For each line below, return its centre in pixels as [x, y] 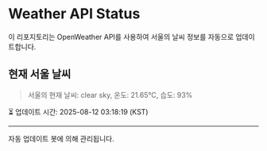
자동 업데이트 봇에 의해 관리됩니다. [61, 138]
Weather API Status [74, 14]
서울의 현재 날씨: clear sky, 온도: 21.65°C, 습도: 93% [110, 95]
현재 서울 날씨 [40, 74]
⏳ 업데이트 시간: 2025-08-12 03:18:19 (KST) [78, 111]
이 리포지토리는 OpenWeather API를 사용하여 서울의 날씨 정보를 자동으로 [121, 37]
